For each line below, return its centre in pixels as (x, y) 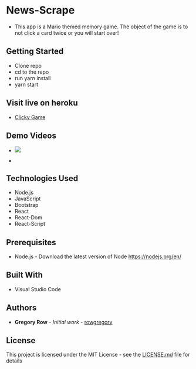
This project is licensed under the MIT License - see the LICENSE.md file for (98, 355)
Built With (24, 275)
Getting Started (35, 52)
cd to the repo (32, 72)
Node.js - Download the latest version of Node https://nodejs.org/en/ (98, 256)
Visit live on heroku (42, 103)
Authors (21, 308)
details (14, 361)
